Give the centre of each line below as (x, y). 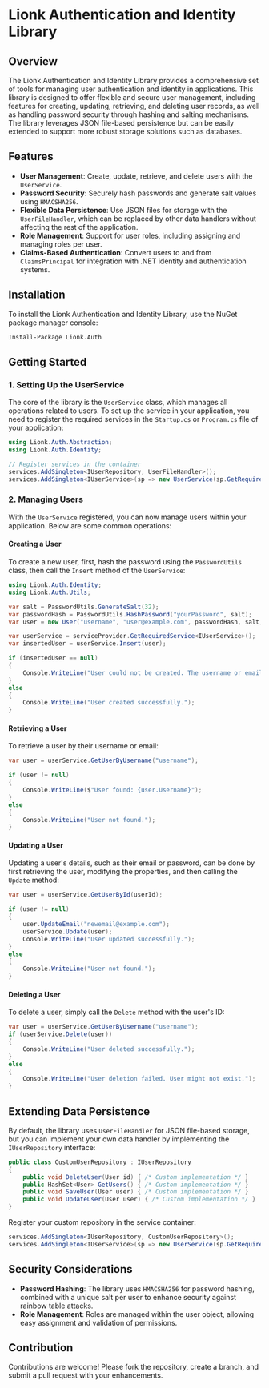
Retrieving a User (38, 728)
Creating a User (35, 544)
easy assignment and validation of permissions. (98, 1322)
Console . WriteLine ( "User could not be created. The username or (132, 673)
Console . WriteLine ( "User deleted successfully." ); (109, 1049)
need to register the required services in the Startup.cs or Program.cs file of (133, 419)
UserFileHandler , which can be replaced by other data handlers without (138, 219)
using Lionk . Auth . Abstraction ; (60, 443)
